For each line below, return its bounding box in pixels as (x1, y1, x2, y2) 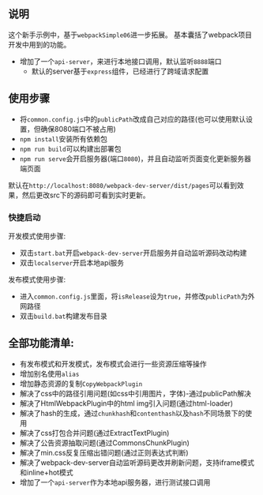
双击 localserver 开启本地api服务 (19, 257, 125, 267)
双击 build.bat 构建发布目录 (19, 311, 108, 321)
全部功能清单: (8, 336, 75, 350)
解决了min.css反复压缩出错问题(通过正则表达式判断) (19, 448, 189, 457)
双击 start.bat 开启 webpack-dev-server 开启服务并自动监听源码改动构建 (19, 248, 247, 257)
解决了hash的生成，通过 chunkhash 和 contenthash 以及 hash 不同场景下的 (19, 408, 246, 418)
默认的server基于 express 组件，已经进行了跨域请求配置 (31, 66, 209, 76)
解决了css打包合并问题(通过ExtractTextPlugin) (19, 428, 170, 437)
